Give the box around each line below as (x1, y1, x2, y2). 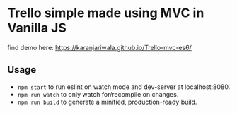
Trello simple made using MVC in (7, 5, 204, 21)
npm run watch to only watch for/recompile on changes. (17, 90, 179, 98)
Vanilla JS (7, 20, 67, 36)
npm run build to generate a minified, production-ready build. (17, 97, 197, 106)
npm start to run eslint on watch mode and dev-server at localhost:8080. (17, 83, 231, 91)
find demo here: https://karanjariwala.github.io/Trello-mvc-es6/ (7, 43, 192, 52)
